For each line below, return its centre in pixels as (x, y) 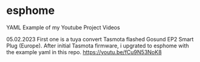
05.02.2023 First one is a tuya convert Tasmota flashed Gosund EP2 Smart (100, 39)
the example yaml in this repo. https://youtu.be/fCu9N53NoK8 (84, 52)
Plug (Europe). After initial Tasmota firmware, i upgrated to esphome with (98, 46)
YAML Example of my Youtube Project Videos (63, 27)
